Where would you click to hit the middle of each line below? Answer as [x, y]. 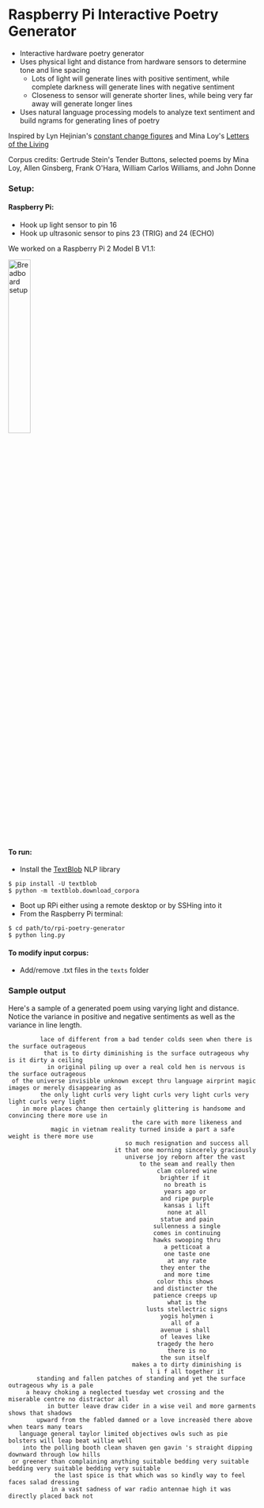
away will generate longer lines [82, 104]
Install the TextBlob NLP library [70, 869]
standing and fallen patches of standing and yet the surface [141, 1378]
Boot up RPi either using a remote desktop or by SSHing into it [121, 905]
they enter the [185, 1268]
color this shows [185, 1281]
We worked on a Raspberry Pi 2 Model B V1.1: [82, 249]
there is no [187, 1351]
